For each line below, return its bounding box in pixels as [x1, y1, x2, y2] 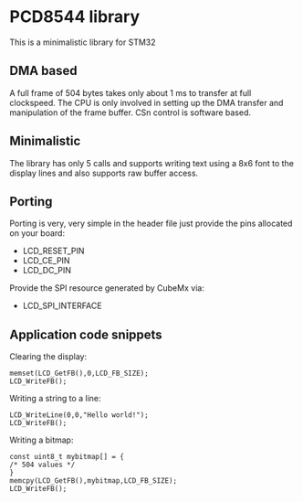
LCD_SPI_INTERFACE [22, 300, 102, 312]
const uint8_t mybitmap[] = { [9, 453, 125, 462]
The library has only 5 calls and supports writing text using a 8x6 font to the [9, 157, 295, 168]
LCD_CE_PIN [22, 255, 70, 266]
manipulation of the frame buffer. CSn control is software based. [9, 107, 251, 118]
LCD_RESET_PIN [22, 245, 85, 257]
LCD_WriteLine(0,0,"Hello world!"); [9, 411, 149, 420]
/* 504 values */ [9, 460, 76, 470]
